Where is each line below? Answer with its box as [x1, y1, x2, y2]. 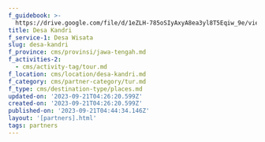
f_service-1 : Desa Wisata [8, 33, 93, 42]
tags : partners [8, 121, 58, 129]
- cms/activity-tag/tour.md [15, 63, 108, 71]
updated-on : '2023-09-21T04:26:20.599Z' [8, 92, 144, 100]
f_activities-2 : [8, 56, 62, 64]
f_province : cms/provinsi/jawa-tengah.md [8, 48, 147, 56]
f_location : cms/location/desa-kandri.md [8, 70, 147, 78]
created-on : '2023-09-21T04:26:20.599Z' [8, 99, 144, 107]
